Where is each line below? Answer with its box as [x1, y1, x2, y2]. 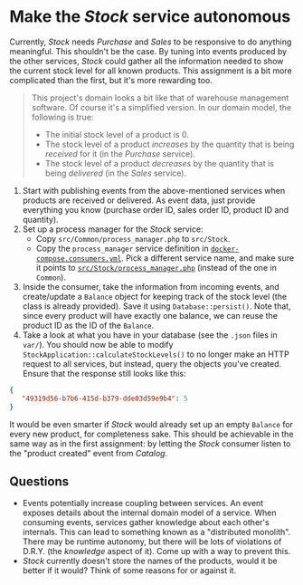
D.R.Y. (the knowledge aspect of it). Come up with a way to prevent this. [22, 546, 291, 557]
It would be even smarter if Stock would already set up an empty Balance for [9, 418, 294, 429]
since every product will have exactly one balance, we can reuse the [22, 310, 279, 321]
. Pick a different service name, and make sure [120, 252, 295, 264]
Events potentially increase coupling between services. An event [22, 498, 264, 509]
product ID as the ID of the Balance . [22, 320, 155, 331]
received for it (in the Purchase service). [44, 148, 196, 159]
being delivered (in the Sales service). [44, 168, 187, 178]
